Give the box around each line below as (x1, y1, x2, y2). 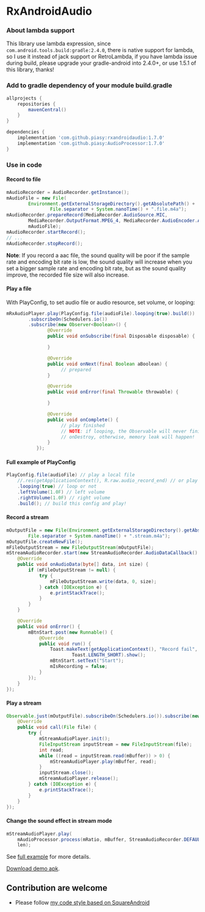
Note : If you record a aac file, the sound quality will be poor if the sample (6, 251, 190, 259)
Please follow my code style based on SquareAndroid (15, 899, 150, 906)
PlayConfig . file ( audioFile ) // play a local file (6, 472, 135, 478)
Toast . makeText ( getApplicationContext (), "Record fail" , (49, 647, 198, 653)
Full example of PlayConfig (6, 458, 76, 465)
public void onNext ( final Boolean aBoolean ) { (47, 361, 168, 367)
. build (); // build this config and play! (17, 500, 127, 506)
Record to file (6, 176, 41, 183)
